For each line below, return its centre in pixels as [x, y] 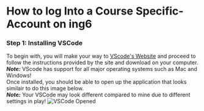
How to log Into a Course [70, 11]
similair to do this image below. [45, 89]
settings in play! [26, 101]
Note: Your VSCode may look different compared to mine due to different [98, 95]
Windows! [19, 76]
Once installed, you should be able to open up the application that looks [97, 82]
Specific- [159, 11]
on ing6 [73, 24]
